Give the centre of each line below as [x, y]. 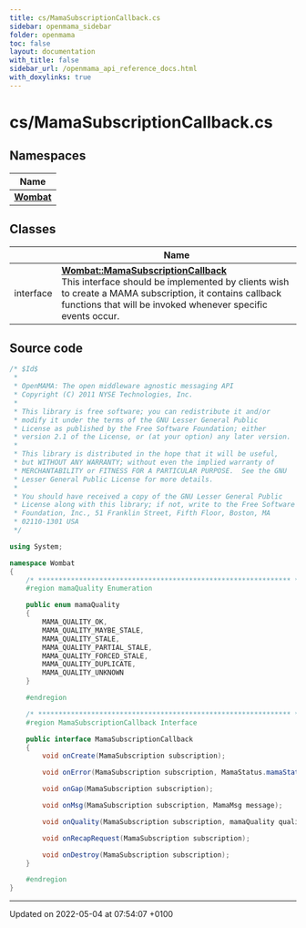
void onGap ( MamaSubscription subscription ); [128, 789]
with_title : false [44, 60]
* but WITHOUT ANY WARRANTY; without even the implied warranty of [144, 462]
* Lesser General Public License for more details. [113, 479]
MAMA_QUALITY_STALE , [81, 639]
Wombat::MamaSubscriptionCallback [144, 270]
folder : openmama [42, 35]
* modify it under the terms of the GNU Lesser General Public [136, 420]
